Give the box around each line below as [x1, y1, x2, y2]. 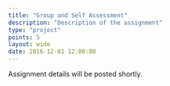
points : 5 [8, 33, 41, 41]
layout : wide [8, 41, 51, 48]
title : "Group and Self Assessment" [8, 11, 128, 20]
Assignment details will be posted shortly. [8, 70, 143, 78]
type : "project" [8, 26, 61, 34]
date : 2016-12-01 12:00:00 [8, 48, 96, 56]
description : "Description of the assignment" [8, 19, 163, 27]
